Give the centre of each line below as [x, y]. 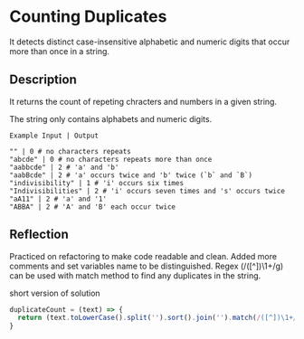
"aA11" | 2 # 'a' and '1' [58, 199]
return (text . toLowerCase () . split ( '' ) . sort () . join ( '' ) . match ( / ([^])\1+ [156, 318]
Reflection [39, 235]
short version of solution [55, 293]
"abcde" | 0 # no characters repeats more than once [111, 159]
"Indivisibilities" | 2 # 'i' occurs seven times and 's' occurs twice [147, 191]
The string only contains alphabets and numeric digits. [111, 118]
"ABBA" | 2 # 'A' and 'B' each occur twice [93, 207]
